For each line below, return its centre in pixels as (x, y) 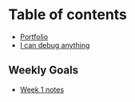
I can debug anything (55, 45)
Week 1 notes (42, 89)
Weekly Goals (43, 71)
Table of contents (68, 15)
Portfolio (34, 37)
